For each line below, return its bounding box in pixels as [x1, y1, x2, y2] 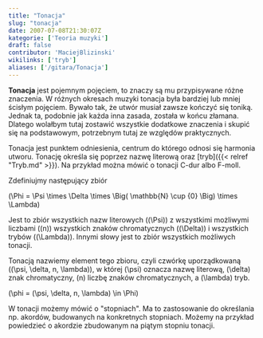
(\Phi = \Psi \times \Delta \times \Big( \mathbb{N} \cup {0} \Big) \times [8, 191, 238, 200]
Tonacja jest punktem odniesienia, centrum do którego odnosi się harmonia [8, 143, 256, 152]
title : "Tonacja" [8, 11, 66, 20]
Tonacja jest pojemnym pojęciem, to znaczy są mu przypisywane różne [8, 85, 244, 95]
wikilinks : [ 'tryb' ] [8, 57, 77, 65]
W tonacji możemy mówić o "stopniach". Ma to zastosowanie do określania [8, 304, 255, 313]
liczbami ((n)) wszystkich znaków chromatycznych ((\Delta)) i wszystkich [8, 223, 249, 233]
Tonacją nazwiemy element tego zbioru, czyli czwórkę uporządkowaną [8, 256, 241, 265]
